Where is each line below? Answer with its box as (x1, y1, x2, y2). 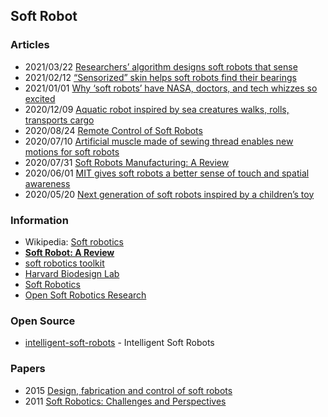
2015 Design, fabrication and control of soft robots (24, 384, 233, 396)
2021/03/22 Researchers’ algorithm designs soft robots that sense (24, 60, 298, 73)
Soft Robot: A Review (24, 246, 115, 258)
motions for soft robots (24, 145, 120, 158)
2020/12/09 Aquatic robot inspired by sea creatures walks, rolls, (24, 103, 290, 115)
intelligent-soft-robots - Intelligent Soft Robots (24, 337, 215, 349)
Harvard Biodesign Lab (24, 267, 120, 279)
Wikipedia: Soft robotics (24, 235, 124, 248)
